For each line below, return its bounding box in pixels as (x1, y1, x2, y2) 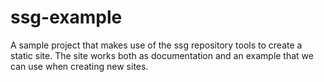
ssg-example (10, 6, 123, 29)
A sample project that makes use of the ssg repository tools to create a (10, 39, 303, 51)
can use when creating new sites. (10, 60, 149, 72)
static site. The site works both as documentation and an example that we (10, 49, 314, 61)
